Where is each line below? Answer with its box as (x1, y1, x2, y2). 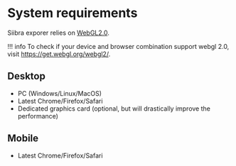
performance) (17, 111, 59, 120)
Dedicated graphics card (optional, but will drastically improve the (17, 104, 211, 113)
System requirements (7, 5, 138, 21)
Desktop (7, 70, 46, 82)
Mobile (7, 133, 39, 145)
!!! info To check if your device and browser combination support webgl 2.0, (7, 42, 230, 50)
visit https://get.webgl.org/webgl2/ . (7, 50, 111, 58)
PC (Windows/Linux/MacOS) (17, 89, 102, 97)
